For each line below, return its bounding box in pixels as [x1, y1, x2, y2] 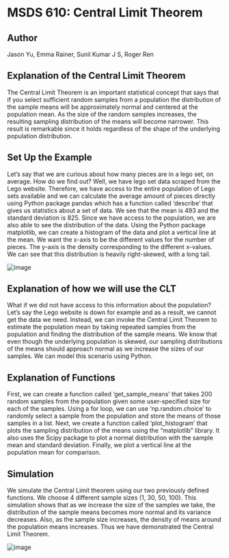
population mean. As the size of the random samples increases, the [7, 110, 197, 118]
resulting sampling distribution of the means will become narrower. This [7, 117, 209, 125]
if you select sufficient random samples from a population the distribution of [7, 95, 221, 103]
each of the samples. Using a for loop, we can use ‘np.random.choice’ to [7, 405, 212, 413]
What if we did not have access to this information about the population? [7, 301, 212, 309]
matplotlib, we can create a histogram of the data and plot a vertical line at [7, 228, 217, 236]
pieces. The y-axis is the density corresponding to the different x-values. [7, 242, 213, 251]
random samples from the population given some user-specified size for [7, 397, 211, 405]
